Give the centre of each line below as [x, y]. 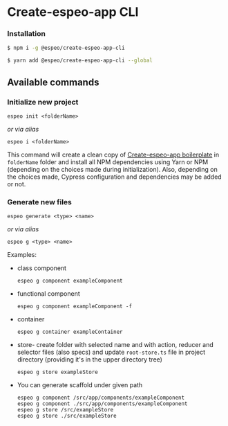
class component [42, 268]
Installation [27, 34]
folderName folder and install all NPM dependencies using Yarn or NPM [108, 162]
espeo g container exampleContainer [70, 332]
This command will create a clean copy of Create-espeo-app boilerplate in [113, 154]
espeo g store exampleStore [57, 372]
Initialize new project [43, 102]
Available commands [53, 82]
